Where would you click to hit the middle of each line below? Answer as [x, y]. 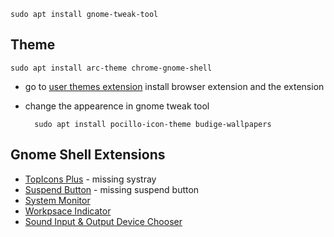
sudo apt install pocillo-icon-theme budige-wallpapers [153, 124]
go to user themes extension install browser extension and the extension [174, 86]
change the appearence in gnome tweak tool [117, 106]
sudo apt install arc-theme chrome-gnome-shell [111, 68]
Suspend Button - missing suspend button [112, 189]
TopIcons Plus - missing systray [90, 179]
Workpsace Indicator [68, 211]
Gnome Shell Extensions [88, 155]
